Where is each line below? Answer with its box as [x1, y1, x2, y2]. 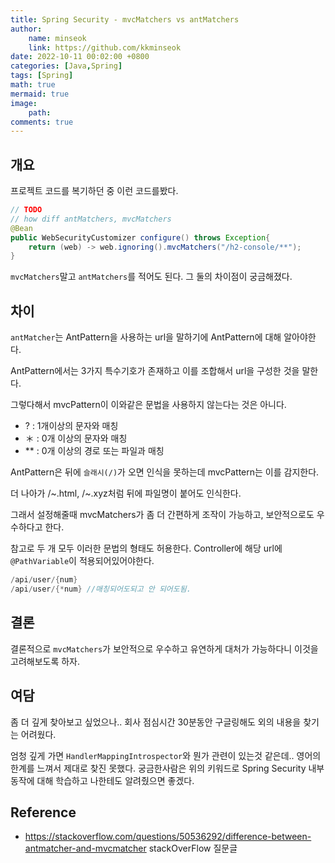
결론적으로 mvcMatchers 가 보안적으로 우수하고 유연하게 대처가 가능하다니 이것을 [10, 642, 319, 655]
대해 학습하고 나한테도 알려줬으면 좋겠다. [36, 774, 195, 786]
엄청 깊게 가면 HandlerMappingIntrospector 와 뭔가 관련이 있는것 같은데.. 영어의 [10, 749, 322, 761]
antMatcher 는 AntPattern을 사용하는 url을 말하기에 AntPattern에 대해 [10, 331, 282, 343]
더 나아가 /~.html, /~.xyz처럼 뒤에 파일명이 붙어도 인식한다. [10, 487, 242, 500]
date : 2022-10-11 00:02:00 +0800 [10, 52, 150, 62]
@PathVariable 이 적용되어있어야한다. [10, 555, 155, 567]
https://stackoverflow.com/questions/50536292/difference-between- [24, 831, 312, 843]
